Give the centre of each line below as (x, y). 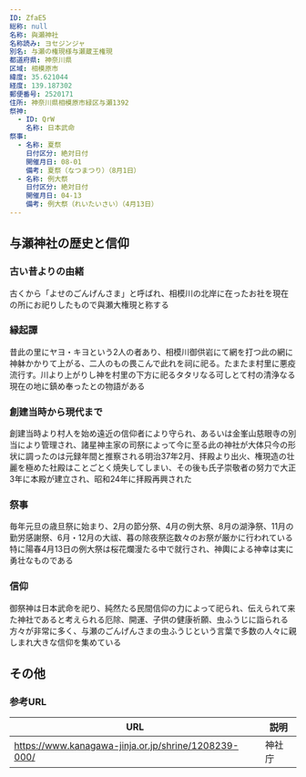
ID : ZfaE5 (28, 18)
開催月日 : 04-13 (54, 196)
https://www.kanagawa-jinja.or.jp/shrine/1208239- (127, 746)
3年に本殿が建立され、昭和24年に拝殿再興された (101, 479)
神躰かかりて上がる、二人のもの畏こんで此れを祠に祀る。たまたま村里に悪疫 (153, 363)
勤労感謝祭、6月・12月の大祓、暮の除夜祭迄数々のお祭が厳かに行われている (151, 537)
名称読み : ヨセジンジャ (47, 43)
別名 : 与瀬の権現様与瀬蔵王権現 (61, 52)
